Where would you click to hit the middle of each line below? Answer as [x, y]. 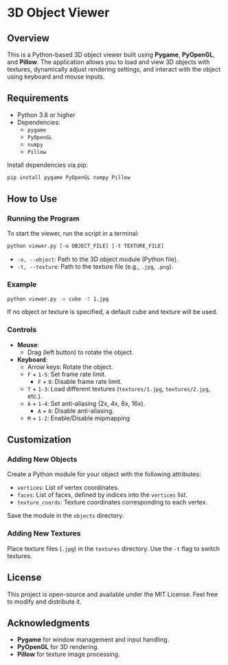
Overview [28, 38]
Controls [22, 330]
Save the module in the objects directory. [66, 515]
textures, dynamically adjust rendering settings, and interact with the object [114, 69]
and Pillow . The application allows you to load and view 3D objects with [109, 62]
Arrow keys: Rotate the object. [70, 367]
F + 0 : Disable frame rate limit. [80, 381]
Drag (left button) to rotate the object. [80, 352]
